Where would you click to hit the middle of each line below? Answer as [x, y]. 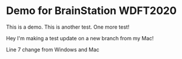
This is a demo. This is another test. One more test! [68, 27]
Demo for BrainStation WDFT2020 [92, 11]
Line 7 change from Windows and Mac [53, 49]
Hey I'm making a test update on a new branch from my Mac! [80, 38]
